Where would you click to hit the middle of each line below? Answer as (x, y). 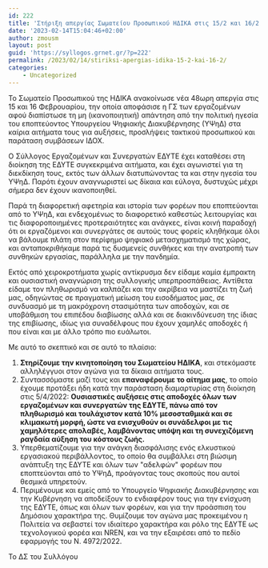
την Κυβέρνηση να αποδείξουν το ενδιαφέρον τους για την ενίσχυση (135, 498)
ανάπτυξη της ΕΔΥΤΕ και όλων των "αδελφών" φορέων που (121, 464)
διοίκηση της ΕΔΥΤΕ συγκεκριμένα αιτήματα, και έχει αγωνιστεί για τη (126, 164)
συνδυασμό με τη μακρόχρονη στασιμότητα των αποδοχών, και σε (119, 306)
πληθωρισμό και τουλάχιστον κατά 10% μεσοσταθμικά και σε (126, 414)
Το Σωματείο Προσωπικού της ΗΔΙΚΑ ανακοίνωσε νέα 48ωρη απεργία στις (134, 98)
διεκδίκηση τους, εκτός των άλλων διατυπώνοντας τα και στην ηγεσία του (133, 173)
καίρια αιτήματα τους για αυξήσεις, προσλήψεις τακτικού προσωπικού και (132, 132)
